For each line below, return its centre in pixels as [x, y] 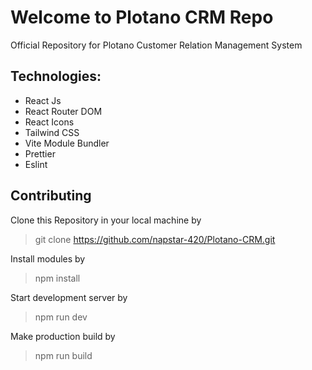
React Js [43, 100]
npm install [57, 278]
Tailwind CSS [52, 132]
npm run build [63, 355]
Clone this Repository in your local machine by [106, 220]
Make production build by [63, 336]
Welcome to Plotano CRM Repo [142, 17]
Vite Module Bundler [67, 143]
